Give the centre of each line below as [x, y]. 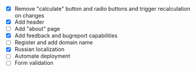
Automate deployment [42, 56]
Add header [29, 22]
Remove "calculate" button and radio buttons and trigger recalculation [102, 9]
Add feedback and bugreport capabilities [66, 36]
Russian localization [40, 49]
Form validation [34, 63]
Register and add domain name [54, 42]
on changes [29, 16]
